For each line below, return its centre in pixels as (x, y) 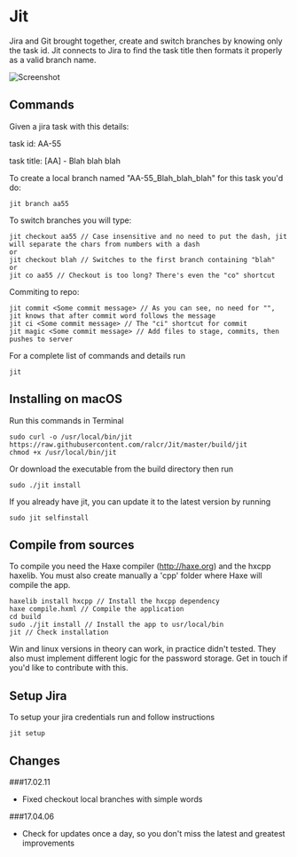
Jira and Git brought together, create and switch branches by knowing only (146, 41)
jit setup (27, 734)
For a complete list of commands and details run (98, 355)
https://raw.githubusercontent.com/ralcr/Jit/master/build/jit (129, 444)
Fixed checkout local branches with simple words (112, 799)
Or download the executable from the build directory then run (121, 469)
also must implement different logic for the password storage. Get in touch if (148, 658)
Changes (35, 761)
